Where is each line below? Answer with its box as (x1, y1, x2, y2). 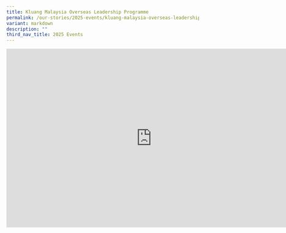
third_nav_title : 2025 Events (6, 32, 84, 38)
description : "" (6, 26, 48, 32)
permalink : (6, 15, 34, 21)
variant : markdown (6, 20, 53, 26)
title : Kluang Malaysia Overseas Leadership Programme (6, 9, 149, 15)
